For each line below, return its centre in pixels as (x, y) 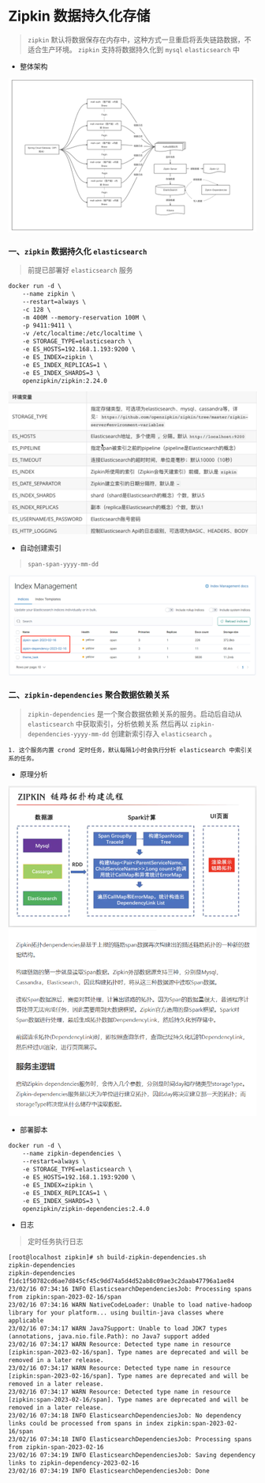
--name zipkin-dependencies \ (72, 1154)
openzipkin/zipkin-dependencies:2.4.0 (86, 1209)
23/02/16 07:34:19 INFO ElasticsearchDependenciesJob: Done (109, 1471)
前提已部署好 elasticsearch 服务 (80, 270)
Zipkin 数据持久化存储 (79, 16)
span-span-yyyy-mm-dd (63, 565)
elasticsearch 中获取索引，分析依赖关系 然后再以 (108, 724)
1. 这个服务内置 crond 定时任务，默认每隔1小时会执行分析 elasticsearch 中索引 (127, 750)
